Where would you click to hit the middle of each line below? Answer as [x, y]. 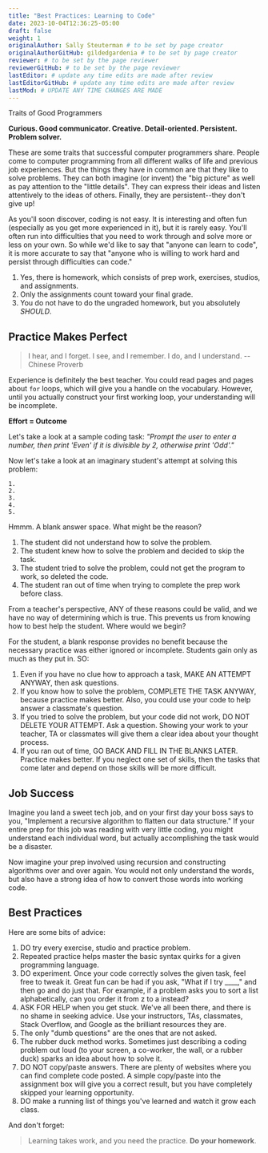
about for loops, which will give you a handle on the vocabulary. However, [131, 389]
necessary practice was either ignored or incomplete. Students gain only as [133, 650]
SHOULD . [36, 312]
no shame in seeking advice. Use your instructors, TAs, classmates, [131, 1016]
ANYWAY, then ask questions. [69, 683]
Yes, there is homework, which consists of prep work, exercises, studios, [140, 277]
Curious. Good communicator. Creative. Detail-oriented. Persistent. [123, 128]
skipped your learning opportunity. [77, 1092]
